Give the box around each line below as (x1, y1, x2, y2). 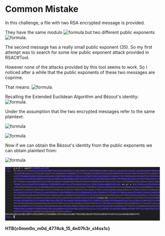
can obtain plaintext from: (5, 147, 57, 153)
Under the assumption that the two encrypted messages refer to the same (5, 108, 155, 114)
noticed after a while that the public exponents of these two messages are (5, 69, 155, 75)
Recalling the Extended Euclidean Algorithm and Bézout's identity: (5, 94, 139, 100)
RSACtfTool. (5, 54, 29, 60)
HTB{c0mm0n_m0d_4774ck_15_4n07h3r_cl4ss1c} (5, 226, 110, 232)
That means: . (5, 84, 54, 90)
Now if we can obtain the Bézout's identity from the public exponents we (5, 142, 152, 148)
